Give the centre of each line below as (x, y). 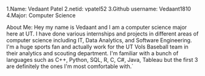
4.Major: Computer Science (41, 15)
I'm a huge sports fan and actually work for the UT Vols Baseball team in (97, 47)
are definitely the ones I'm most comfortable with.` (70, 66)
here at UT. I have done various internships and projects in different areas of (102, 34)
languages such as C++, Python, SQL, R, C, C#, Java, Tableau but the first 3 (102, 60)
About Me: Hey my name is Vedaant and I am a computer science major (97, 27)
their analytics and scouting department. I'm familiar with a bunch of (92, 53)
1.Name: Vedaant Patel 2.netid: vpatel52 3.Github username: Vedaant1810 (99, 9)
